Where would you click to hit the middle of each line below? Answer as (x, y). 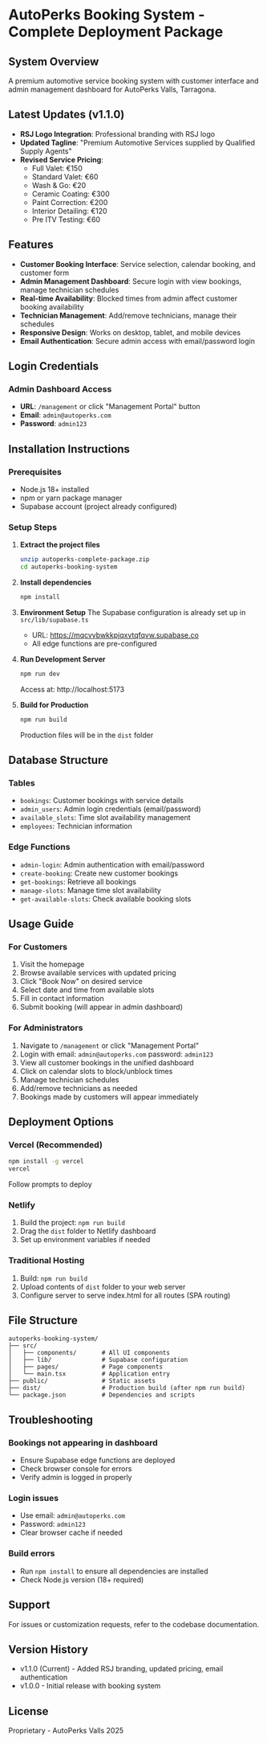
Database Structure (58, 760)
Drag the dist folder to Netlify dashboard (88, 1231)
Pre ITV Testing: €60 (66, 219)
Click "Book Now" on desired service (81, 982)
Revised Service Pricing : (62, 159)
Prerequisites (35, 472)
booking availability (52, 306)
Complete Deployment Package (116, 32)
